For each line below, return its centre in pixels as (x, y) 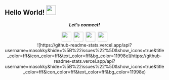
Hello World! (25, 12)
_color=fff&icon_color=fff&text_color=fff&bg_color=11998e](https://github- (85, 56)
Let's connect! (85, 25)
